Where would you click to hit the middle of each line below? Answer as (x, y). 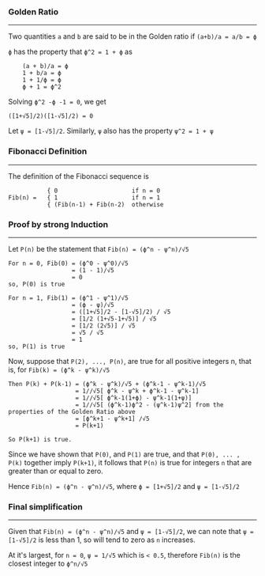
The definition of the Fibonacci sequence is (79, 176)
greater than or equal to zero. (56, 471)
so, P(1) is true (37, 347)
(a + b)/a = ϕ (45, 66)
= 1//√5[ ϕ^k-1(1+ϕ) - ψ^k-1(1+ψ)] (134, 398)
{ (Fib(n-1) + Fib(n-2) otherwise (105, 204)
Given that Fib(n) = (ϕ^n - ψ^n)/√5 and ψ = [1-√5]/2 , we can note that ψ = (131, 532)
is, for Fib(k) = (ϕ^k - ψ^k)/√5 (59, 369)
